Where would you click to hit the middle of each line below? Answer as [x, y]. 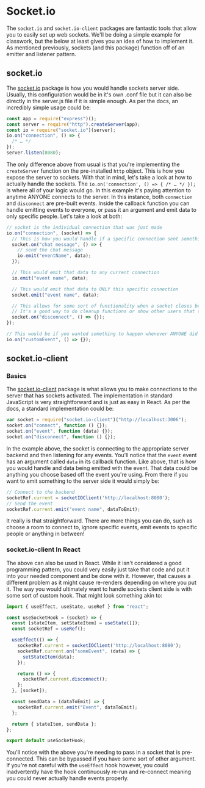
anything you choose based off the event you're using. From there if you [97, 474]
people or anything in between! [45, 534]
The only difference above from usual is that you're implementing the [93, 164]
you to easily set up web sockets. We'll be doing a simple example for [94, 34]
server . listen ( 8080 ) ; [34, 153]
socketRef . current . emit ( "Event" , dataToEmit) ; [77, 707]
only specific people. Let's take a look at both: [64, 216]
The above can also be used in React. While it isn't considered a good [94, 563]
